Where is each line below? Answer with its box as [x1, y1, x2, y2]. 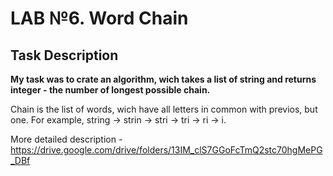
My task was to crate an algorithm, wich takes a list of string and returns [10, 73, 317, 85]
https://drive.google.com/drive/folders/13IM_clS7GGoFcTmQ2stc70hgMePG [10, 144, 323, 156]
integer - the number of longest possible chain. [10, 84, 211, 96]
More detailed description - [10, 133, 123, 145]
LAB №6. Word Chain [10, 7, 189, 30]
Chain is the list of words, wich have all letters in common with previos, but [10, 103, 318, 115]
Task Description [10, 47, 119, 64]
